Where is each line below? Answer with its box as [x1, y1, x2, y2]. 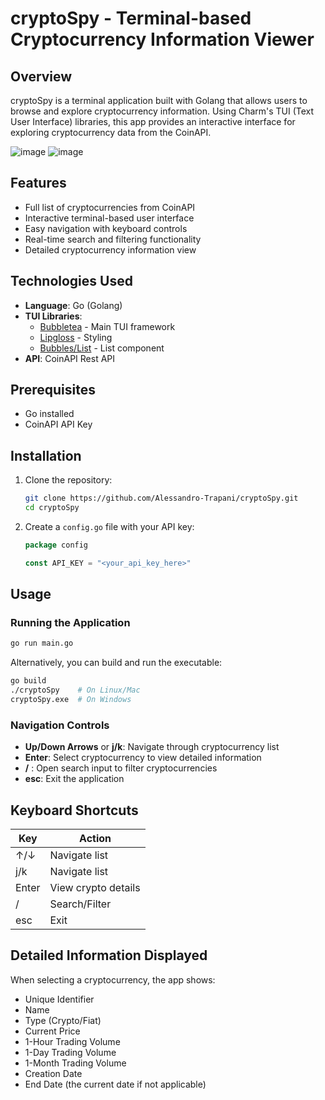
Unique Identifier [24, 993, 95, 1005]
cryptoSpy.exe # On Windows [10, 695, 132, 705]
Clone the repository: [24, 474, 113, 486]
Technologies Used [10, 273, 133, 290]
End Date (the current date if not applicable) [24, 1078, 207, 1090]
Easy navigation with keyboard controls [24, 222, 188, 234]
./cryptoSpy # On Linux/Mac [10, 685, 141, 696]
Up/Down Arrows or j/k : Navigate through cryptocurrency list [24, 741, 280, 753]
